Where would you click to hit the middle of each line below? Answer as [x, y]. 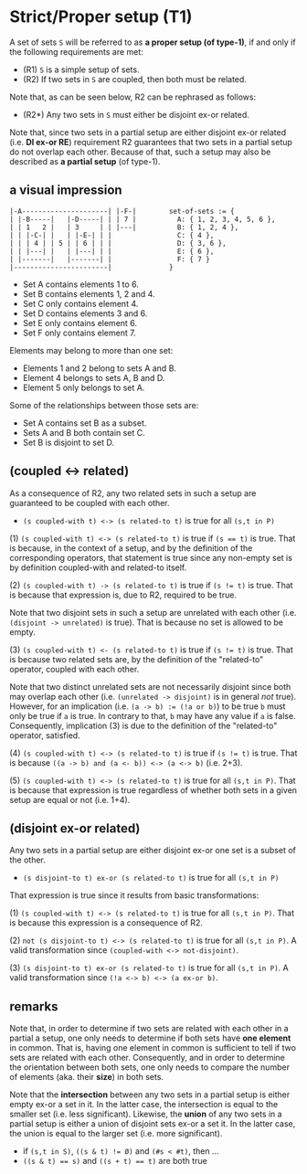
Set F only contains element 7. [79, 333]
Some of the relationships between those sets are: [104, 405]
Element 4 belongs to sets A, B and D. [94, 377]
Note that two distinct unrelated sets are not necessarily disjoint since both [150, 686]
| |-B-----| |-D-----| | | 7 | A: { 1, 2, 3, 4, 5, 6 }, [143, 219]
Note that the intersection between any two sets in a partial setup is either [150, 1095]
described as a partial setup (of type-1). [85, 161]
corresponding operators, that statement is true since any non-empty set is [151, 557]
